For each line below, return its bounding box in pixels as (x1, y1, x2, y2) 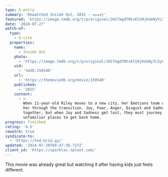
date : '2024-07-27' (5, 21, 46, 27)
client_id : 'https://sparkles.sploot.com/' (5, 148, 97, 153)
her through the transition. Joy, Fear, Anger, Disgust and (23, 106, 151, 111)
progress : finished (5, 119, 46, 125)
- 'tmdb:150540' (18, 68, 52, 73)
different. (5, 166, 24, 172)
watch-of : (5, 26, 26, 31)
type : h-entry (5, 7, 35, 13)
